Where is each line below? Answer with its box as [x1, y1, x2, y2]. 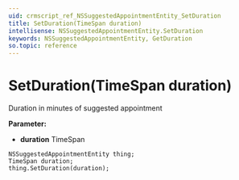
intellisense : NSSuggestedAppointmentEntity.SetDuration [8, 27, 204, 35]
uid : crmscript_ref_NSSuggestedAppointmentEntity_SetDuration [8, 11, 221, 20]
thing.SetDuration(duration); [8, 165, 110, 173]
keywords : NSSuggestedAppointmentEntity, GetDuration [8, 34, 193, 43]
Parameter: [8, 119, 47, 129]
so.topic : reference [8, 42, 78, 50]
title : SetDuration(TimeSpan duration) [8, 19, 142, 27]
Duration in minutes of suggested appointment [8, 103, 163, 113]
